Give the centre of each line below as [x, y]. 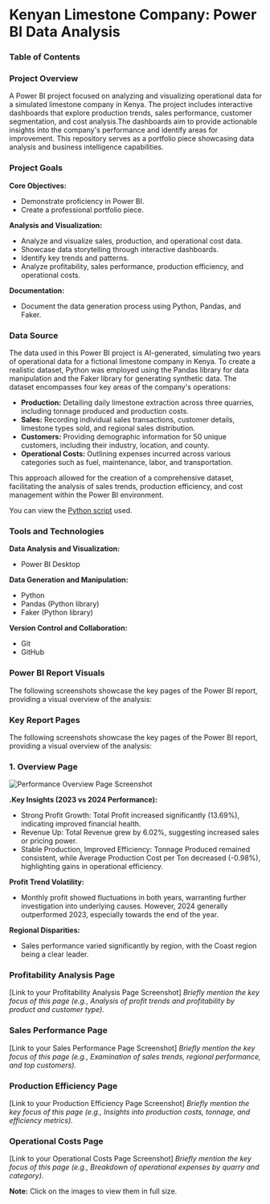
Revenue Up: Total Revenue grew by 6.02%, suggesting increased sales [140, 832]
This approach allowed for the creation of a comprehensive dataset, [121, 478]
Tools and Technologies [57, 531]
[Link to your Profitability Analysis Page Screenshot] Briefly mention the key [135, 993]
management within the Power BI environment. [86, 495]
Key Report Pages [45, 720]
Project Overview [44, 79]
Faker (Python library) [57, 613]
